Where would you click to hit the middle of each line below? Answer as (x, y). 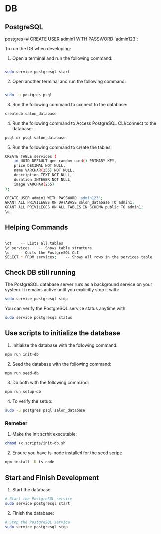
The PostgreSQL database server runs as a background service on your (79, 284)
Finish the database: (33, 513)
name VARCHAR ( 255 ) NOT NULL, (44, 170)
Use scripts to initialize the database (63, 333)
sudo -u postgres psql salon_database (45, 410)
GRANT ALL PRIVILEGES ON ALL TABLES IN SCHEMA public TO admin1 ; (74, 207)
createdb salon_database (31, 114)
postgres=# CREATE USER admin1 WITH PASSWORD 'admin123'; (72, 39)
